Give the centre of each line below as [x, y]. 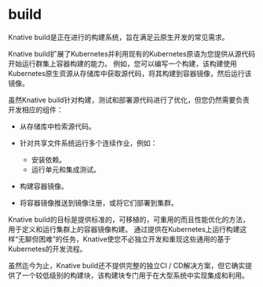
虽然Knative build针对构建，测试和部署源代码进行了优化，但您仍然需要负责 [129, 100]
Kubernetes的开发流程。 [47, 249]
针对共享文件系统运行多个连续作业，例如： [88, 143]
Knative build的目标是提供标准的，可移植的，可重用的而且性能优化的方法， [129, 219]
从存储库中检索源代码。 [57, 126]
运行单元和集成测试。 [66, 169]
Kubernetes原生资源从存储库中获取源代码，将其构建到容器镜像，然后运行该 [130, 73]
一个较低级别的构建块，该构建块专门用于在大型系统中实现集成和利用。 [135, 275]
